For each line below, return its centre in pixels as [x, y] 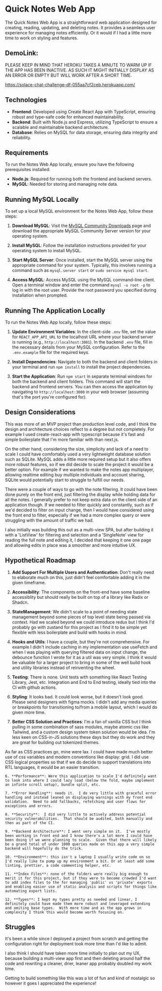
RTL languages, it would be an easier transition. [52, 767]
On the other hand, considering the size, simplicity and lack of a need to [77, 449]
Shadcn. [20, 602]
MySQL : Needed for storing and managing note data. [65, 184]
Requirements [27, 152]
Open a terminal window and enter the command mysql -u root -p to [81, 285]
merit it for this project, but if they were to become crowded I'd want [81, 878]
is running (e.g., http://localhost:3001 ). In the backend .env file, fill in [82, 342]
